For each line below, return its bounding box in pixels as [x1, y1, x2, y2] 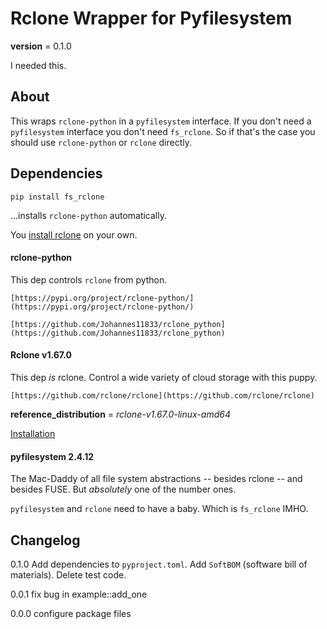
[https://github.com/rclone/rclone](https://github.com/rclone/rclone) [10, 390, 315, 401]
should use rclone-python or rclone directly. [10, 136, 193, 148]
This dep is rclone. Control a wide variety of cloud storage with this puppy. [10, 371, 318, 383]
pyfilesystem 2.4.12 [10, 450, 95, 462]
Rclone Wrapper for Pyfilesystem [10, 7, 293, 30]
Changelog [10, 532, 81, 549]
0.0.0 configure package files [10, 607, 132, 619]
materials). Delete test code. [10, 568, 127, 581]
